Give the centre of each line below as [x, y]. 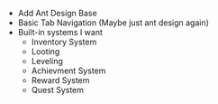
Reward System [60, 80]
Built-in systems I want [60, 32]
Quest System [57, 90]
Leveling [47, 61]
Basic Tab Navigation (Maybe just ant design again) [114, 23]
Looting [45, 52]
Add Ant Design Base [57, 13]
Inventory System [64, 42]
